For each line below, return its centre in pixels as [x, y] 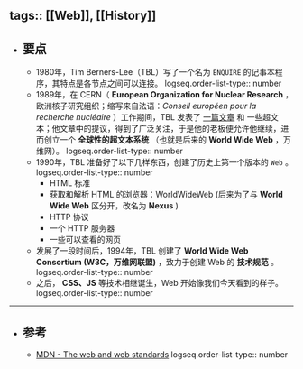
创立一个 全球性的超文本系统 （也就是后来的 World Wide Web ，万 [167, 140]
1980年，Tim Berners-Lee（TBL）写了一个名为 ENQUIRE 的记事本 [155, 72]
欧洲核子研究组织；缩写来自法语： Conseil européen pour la [146, 106]
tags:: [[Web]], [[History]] [83, 16]
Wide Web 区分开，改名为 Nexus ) [114, 206]
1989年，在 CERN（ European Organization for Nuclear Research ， [165, 95]
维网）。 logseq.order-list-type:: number [109, 151]
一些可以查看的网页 [85, 240]
